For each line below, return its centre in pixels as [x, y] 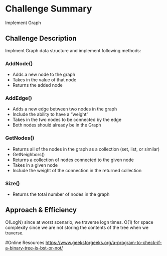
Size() [13, 183]
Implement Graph [23, 23]
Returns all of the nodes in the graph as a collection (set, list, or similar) [86, 149]
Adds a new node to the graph [44, 75]
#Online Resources [25, 242]
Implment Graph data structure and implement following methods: [73, 50]
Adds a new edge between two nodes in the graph [65, 109]
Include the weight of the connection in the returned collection [77, 170]
